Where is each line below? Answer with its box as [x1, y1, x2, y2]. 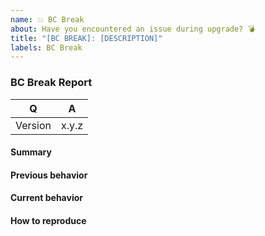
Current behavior [10, 192, 83, 204]
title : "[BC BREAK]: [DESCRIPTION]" [10, 33, 163, 43]
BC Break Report [10, 76, 93, 90]
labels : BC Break [10, 42, 83, 53]
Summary [10, 146, 52, 158]
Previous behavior [10, 169, 88, 181]
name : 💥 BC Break [10, 14, 85, 25]
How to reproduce [10, 214, 87, 226]
